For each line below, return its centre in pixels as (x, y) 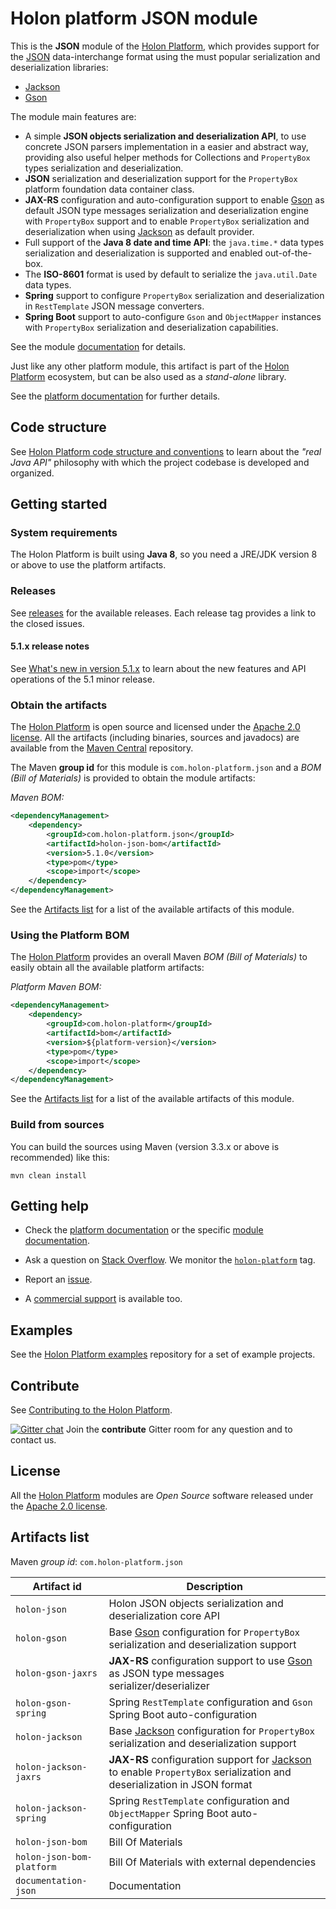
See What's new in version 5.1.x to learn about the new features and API (158, 668)
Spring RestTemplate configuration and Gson (210, 1702)
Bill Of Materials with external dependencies (212, 1862)
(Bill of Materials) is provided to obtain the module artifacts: (133, 778)
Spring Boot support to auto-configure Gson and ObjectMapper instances (173, 316)
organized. (32, 473)
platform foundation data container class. (109, 189)
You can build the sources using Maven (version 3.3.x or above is (145, 1146)
